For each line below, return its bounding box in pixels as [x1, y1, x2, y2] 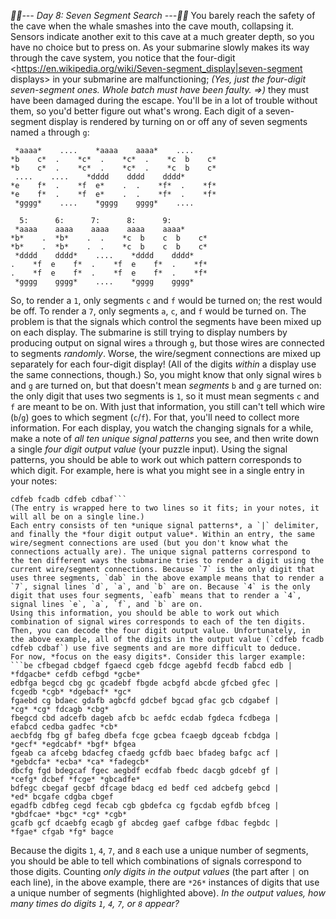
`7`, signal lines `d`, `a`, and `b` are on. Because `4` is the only [10, 582, 311, 592]
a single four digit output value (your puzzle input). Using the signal [10, 443, 288, 455]
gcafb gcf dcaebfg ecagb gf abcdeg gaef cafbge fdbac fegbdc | [10, 818, 280, 828]
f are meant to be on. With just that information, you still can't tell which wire [10, 401, 326, 412]
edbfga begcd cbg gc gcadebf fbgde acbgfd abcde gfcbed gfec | [10, 678, 280, 688]
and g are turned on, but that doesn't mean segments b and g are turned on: [10, 380, 322, 391]
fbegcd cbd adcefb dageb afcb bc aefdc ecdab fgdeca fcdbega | [10, 713, 280, 723]
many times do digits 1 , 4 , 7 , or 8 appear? [10, 898, 180, 909]
